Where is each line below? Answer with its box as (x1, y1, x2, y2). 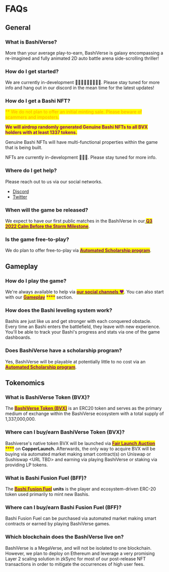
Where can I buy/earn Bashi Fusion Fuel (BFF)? (5, 504, 122, 511)
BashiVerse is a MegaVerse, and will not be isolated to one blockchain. (5, 545, 152, 551)
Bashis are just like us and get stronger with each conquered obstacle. (5, 318, 152, 324)
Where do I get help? (5, 167, 57, 174)
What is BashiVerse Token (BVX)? (5, 393, 90, 400)
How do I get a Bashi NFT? (5, 97, 71, 104)
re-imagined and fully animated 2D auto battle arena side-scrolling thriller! (5, 55, 159, 61)
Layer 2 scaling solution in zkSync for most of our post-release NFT (5, 555, 146, 562)
